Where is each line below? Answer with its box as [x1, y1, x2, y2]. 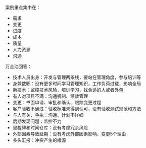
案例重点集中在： [5, 5, 41, 10]
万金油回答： [5, 63, 32, 69]
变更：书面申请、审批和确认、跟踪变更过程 [12, 100, 102, 105]
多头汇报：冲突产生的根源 [12, 137, 66, 143]
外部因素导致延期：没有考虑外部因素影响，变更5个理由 [12, 131, 126, 137]
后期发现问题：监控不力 [12, 118, 62, 124]
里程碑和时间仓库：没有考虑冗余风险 [12, 125, 88, 130]
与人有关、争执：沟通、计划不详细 [12, 112, 84, 118]
